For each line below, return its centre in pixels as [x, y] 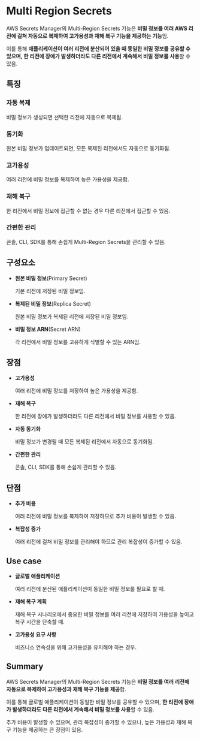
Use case [24, 561]
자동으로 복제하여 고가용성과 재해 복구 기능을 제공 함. [66, 689]
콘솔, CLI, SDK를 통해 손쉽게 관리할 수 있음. [66, 467]
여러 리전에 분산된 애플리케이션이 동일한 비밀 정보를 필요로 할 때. [90, 589]
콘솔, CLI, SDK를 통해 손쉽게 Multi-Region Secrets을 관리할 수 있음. [86, 242]
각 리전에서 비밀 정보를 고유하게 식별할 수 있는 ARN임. [78, 342]
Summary [25, 666]
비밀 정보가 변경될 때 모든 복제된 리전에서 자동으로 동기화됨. [84, 442]
